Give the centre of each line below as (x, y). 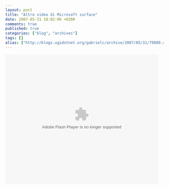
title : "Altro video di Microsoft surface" (52, 15)
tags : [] (14, 38)
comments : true (21, 24)
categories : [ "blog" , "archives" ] (41, 33)
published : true (22, 29)
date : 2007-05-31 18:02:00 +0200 (40, 19)
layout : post (19, 10)
